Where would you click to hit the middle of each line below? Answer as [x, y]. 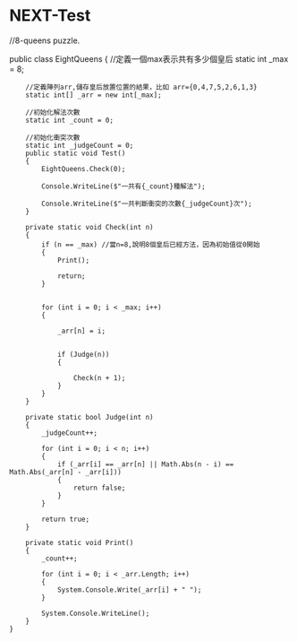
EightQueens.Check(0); [84, 169]
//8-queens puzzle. [45, 40]
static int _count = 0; [70, 120]
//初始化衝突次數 [53, 137]
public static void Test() [76, 153]
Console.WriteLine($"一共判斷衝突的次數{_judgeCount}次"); [147, 204]
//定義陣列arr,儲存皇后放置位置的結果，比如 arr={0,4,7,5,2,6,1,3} [141, 87]
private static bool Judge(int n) [89, 417]
